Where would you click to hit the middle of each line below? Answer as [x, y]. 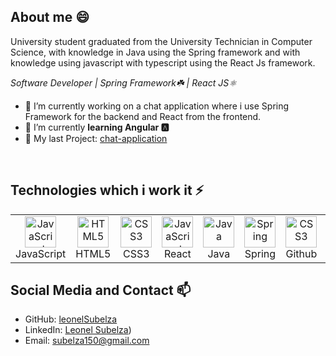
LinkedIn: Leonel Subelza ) [78, 330]
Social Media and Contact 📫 [101, 290]
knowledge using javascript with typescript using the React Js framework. [163, 62]
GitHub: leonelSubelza [71, 319]
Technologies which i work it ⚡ [107, 190]
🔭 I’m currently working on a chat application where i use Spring [157, 106]
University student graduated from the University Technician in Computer [161, 41]
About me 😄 [50, 17]
